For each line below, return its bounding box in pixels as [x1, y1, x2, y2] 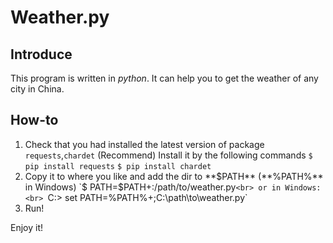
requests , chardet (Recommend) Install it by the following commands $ [24, 149, 313, 161]
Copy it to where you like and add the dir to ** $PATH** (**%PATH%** [24, 170, 324, 182]
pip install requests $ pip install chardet [24, 161, 212, 171]
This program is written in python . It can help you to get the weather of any [10, 72, 319, 84]
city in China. [10, 83, 65, 95]
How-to [10, 112, 59, 129]
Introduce [10, 46, 73, 63]
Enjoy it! [10, 221, 44, 233]
